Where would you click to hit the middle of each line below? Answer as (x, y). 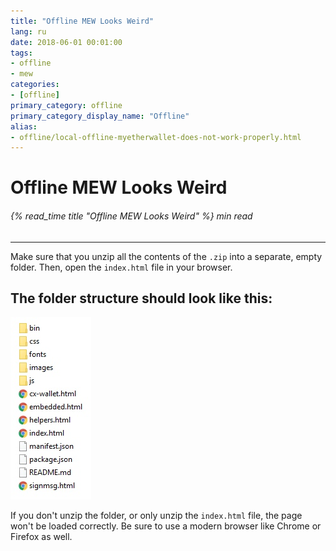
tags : (21, 53)
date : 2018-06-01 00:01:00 (66, 42)
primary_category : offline (66, 105)
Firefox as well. (41, 537)
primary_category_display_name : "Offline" (100, 116)
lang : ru (28, 31)
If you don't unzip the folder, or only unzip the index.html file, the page (156, 516)
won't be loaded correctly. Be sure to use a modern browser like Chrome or (166, 526)
